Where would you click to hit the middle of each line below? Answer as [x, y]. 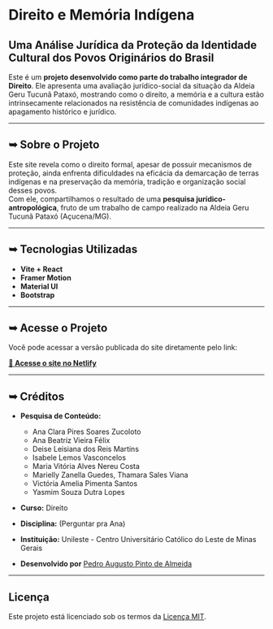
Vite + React [41, 269]
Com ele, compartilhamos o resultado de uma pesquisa [102, 199]
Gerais [31, 548]
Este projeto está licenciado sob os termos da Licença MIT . [108, 617]
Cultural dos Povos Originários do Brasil [111, 57]
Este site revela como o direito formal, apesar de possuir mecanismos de [130, 164]
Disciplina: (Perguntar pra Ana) [73, 524]
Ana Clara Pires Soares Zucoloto [87, 432]
